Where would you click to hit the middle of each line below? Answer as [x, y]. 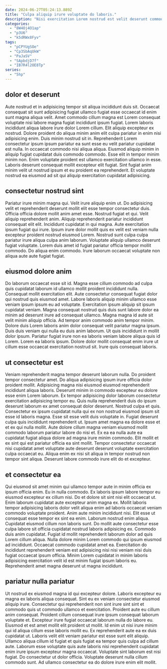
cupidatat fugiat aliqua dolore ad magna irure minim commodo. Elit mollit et [82, 438]
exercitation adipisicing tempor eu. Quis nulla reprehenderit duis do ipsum [81, 401]
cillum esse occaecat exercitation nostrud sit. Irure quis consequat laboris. [81, 347]
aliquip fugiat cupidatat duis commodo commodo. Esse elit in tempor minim [82, 154]
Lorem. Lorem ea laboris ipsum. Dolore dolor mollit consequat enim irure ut [82, 342]
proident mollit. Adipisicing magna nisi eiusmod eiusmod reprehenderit [78, 385]
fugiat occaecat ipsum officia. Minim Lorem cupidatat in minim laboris [77, 555]
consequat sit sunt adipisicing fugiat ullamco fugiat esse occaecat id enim [81, 112]
